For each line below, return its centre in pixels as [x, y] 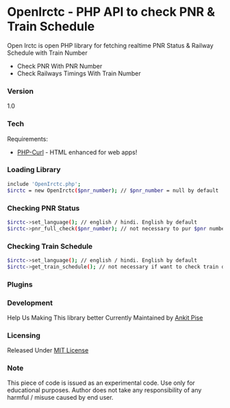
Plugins [20, 284]
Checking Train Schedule [50, 246]
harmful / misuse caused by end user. [61, 398]
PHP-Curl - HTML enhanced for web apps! [77, 152]
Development [30, 302]
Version [21, 91]
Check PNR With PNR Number [60, 66]
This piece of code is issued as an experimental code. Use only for [101, 383]
